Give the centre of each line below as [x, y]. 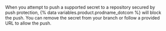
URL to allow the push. [28, 23]
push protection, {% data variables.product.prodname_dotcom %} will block [83, 12]
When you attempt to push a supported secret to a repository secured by [80, 7]
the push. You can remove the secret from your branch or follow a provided [83, 18]
